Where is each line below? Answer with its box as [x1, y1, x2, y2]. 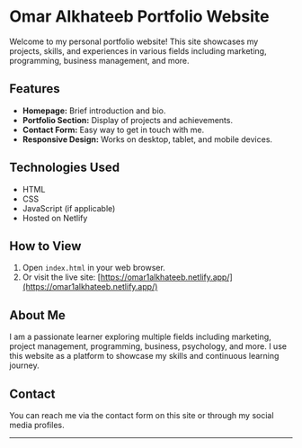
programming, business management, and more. [9, 55, 191, 66]
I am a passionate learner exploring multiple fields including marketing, [9, 331, 271, 343]
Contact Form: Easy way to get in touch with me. [22, 124, 205, 135]
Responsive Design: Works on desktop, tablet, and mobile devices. [22, 133, 272, 145]
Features [9, 81, 60, 96]
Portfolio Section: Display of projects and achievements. [22, 114, 234, 125]
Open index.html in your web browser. [22, 263, 166, 273]
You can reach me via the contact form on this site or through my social [9, 410, 274, 420]
